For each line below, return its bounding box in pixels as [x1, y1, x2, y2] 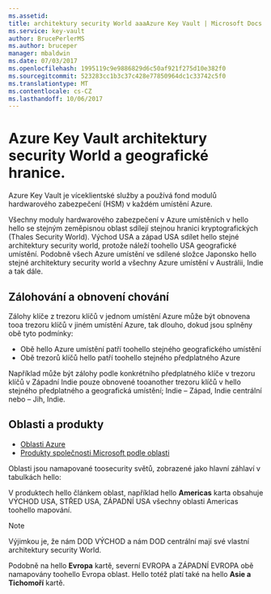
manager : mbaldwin [8, 49, 70, 57]
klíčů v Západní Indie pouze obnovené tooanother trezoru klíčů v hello [8, 377, 241, 387]
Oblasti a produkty [8, 418, 104, 431]
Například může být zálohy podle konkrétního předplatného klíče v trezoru [8, 369, 256, 378]
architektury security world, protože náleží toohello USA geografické [8, 240, 237, 251]
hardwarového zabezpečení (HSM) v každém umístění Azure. [8, 199, 213, 209]
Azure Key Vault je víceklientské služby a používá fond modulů [8, 191, 217, 201]
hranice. [8, 163, 66, 182]
